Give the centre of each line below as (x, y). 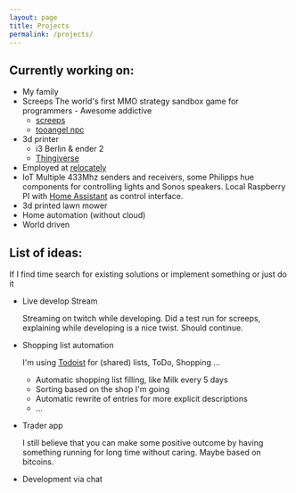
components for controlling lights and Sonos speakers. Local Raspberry (154, 187)
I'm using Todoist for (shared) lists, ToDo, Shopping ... (121, 362)
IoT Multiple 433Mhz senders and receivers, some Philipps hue (138, 177)
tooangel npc (60, 130)
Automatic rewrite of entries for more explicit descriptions (141, 399)
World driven (46, 225)
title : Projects (39, 26)
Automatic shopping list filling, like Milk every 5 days (132, 380)
